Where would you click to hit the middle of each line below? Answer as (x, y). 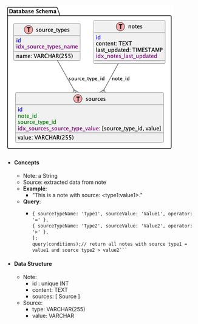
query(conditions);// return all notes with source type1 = (110, 245)
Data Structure (33, 263)
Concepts (26, 162)
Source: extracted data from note (64, 182)
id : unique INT (50, 283)
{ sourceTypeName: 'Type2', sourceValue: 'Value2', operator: (112, 226)
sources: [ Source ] (56, 297)
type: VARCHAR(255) (59, 309)
